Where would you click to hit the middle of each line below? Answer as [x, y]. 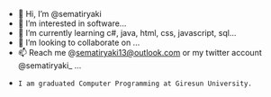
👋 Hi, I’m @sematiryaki [59, 14]
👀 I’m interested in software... [72, 23]
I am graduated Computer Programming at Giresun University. [135, 84]
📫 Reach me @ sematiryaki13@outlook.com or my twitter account [140, 53]
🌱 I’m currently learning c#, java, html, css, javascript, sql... [127, 33]
